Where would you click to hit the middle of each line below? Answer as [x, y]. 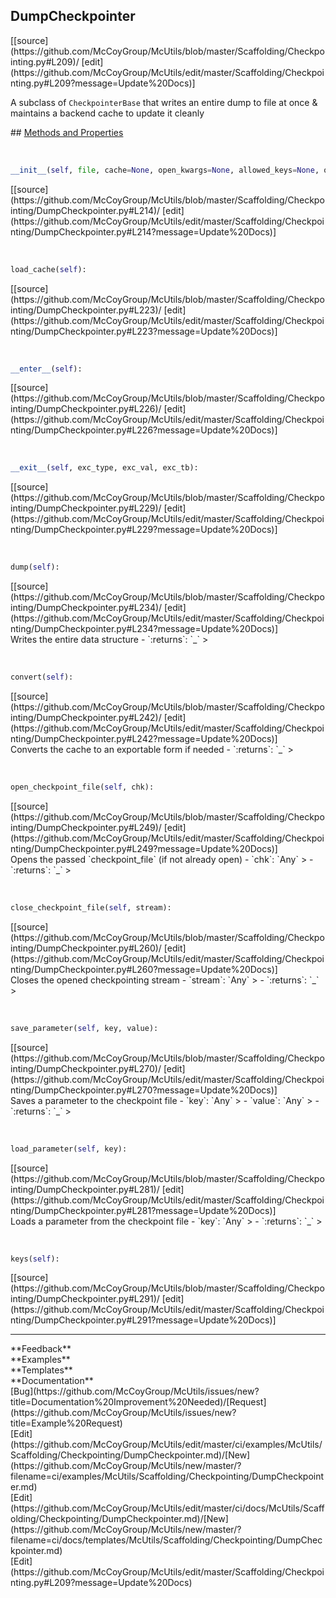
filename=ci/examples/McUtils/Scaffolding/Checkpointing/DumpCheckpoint [167, 1476]
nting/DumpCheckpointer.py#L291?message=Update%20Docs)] [143, 1320]
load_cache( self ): [48, 269]
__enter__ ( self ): [46, 369]
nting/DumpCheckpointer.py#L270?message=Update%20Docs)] [144, 1090]
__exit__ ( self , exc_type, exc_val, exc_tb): [104, 468]
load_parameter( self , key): [69, 1149]
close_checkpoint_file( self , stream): [91, 907]
